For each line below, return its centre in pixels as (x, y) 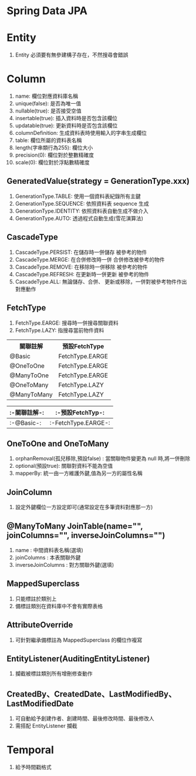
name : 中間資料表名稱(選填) (49, 550)
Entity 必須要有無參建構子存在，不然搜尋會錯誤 (72, 55)
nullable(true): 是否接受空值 (48, 111)
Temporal (31, 750)
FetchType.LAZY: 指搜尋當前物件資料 (60, 330)
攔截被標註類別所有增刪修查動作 (54, 673)
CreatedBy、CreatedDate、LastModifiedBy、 (92, 694)
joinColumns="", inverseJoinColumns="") (86, 535)
